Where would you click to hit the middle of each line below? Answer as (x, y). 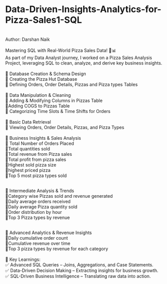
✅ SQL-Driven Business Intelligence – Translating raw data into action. (78, 276)
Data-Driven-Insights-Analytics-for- (83, 9)
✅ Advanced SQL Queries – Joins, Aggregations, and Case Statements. (79, 265)
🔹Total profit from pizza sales (36, 159)
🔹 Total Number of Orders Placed (40, 143)
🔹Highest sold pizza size (31, 164)
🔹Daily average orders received (38, 201)
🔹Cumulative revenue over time (38, 243)
